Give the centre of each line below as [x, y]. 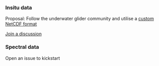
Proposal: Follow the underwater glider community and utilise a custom [80, 19]
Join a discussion [24, 34]
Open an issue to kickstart [33, 58]
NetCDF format [21, 24]
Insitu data [19, 8]
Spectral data [22, 47]
